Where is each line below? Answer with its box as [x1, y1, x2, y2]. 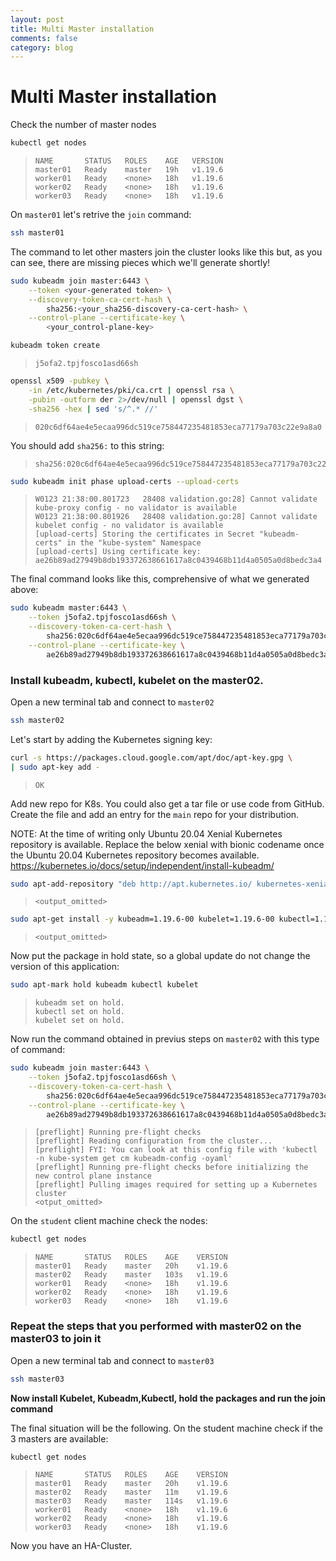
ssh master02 [10, 715, 65, 725]
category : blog [10, 42, 74, 53]
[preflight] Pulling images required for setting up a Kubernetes [34, 1180, 318, 1190]
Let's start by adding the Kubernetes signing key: [10, 733, 213, 745]
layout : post [10, 14, 65, 25]
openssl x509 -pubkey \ [10, 376, 110, 386]
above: [10, 584, 39, 596]
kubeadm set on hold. [34, 998, 125, 1008]
